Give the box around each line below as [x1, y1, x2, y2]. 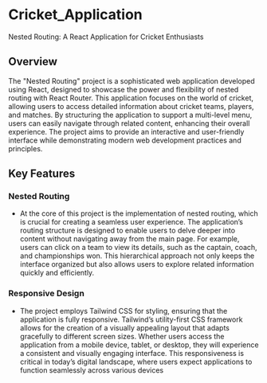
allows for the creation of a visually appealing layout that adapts [19, 322, 230, 332]
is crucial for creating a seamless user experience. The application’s [19, 217, 244, 227]
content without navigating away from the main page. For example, [19, 234, 240, 244]
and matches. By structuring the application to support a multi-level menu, [8, 110, 253, 119]
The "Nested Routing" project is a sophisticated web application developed [8, 76, 255, 85]
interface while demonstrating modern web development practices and [8, 135, 241, 145]
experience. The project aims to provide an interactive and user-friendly [8, 127, 245, 136]
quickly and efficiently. [19, 268, 95, 278]
